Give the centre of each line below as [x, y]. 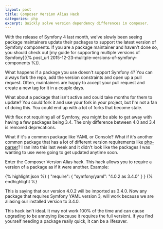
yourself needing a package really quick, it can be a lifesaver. [66, 221]
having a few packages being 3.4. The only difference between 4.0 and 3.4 [80, 122]
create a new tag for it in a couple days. [45, 88]
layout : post [18, 10]
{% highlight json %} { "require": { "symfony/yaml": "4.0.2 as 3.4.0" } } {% [79, 176]
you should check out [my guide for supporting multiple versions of [72, 53]
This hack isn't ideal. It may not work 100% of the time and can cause [75, 211]
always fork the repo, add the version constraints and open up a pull [73, 77]
